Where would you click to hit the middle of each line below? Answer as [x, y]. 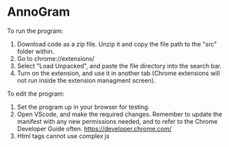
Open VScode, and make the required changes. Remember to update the [120, 114]
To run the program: [35, 31]
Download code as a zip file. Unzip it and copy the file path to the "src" [117, 44]
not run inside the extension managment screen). [86, 80]
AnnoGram [39, 12]
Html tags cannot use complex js [63, 136]
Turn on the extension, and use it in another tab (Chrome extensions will [118, 73]
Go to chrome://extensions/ [56, 58]
